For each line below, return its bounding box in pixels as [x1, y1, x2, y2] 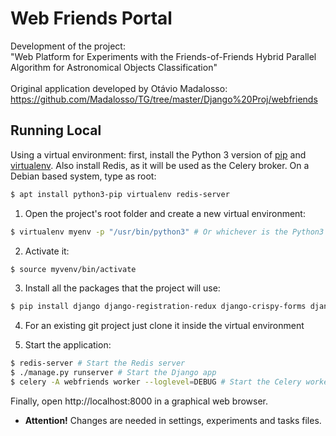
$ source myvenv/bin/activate [10, 264, 137, 274]
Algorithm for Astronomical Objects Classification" [10, 61, 218, 73]
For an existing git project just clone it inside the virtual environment [24, 320, 305, 332]
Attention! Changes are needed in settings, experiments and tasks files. [24, 414, 322, 426]
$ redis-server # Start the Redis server [10, 358, 186, 369]
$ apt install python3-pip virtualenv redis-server [10, 189, 230, 199]
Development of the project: [10, 40, 126, 52]
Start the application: [24, 339, 112, 351]
